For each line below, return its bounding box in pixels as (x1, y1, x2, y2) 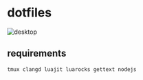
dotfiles (7, 5, 52, 21)
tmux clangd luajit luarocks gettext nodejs (7, 66, 137, 73)
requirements (7, 48, 67, 59)
